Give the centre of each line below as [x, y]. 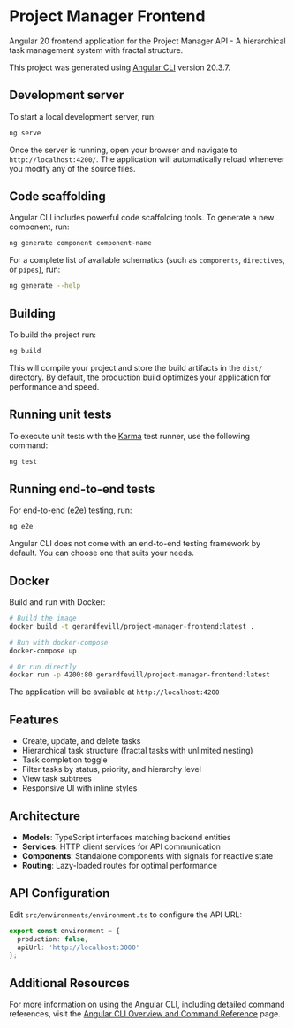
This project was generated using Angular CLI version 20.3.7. [120, 67]
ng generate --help [45, 286]
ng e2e [21, 527]
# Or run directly [43, 667]
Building [32, 313]
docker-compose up [43, 651]
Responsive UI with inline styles [79, 788]
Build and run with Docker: [57, 602]
